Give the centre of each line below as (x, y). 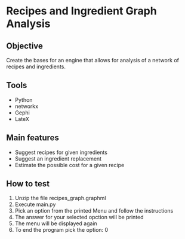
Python (24, 99)
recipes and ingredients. (36, 66)
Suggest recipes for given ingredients (61, 152)
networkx (27, 106)
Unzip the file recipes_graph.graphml (60, 198)
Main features (33, 138)
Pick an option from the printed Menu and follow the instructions (94, 211)
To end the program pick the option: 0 (61, 230)
